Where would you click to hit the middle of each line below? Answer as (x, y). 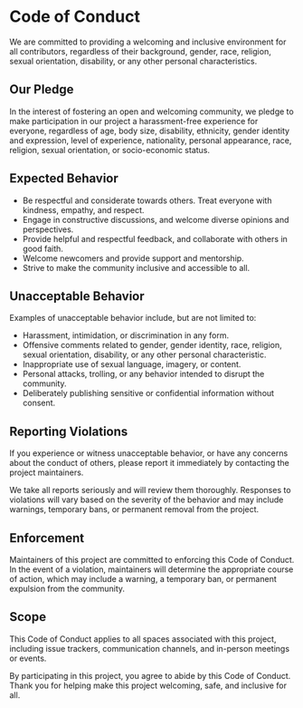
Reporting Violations (69, 431)
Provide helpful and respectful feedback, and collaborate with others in (155, 238)
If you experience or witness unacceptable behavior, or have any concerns (149, 453)
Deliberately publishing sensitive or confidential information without (148, 393)
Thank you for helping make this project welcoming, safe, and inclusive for (148, 685)
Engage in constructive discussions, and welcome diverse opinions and (156, 219)
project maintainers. (47, 472)
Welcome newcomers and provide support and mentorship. (133, 258)
